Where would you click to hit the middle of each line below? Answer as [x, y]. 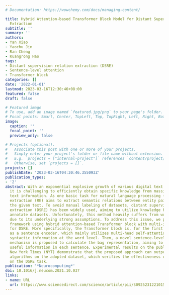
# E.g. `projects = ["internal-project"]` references [65, 159]
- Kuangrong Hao [22, 56]
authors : [14, 38]
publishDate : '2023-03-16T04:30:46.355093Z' [53, 172]
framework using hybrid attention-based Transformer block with [78, 224]
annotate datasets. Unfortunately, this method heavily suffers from [84, 215]
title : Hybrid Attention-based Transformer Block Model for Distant [78, 19]
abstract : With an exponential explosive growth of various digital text [84, 186]
